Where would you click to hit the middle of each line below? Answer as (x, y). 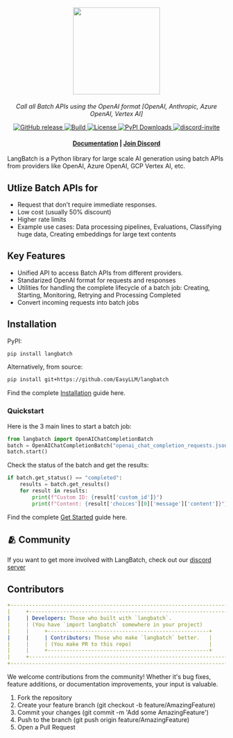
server (17, 568)
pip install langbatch (40, 354)
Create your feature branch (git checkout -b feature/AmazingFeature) (116, 705)
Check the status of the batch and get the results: (78, 465)
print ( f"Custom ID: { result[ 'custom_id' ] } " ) (97, 497)
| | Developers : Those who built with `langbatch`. (89, 618)
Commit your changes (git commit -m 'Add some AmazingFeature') (113, 712)
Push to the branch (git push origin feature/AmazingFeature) (103, 720)
